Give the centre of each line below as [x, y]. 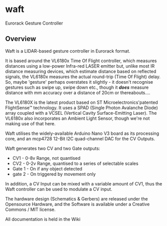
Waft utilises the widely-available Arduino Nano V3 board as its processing [82, 133]
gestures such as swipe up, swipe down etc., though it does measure [77, 87]
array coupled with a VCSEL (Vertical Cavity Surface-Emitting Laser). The [81, 113]
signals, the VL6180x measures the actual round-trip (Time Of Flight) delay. [83, 77]
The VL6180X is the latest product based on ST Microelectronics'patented [81, 102]
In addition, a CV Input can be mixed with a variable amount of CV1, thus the [84, 183]
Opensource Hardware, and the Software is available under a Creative [77, 204]
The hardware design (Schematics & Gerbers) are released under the [76, 198]
